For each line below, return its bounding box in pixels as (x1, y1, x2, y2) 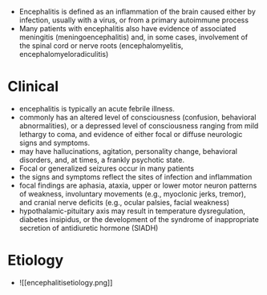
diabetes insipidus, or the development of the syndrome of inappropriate (18, 214, 260, 224)
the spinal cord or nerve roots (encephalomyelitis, (18, 41, 184, 51)
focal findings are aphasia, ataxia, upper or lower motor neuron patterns (18, 180, 257, 190)
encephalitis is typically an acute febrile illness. (18, 103, 176, 113)
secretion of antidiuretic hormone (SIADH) (18, 223, 159, 232)
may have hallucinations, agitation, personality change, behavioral (18, 146, 238, 156)
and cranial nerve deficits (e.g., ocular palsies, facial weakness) (18, 197, 230, 207)
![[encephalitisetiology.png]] (18, 277, 113, 287)
